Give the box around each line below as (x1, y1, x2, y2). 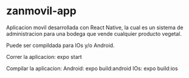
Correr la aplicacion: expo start (6, 53, 82, 60)
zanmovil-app (6, 4, 77, 18)
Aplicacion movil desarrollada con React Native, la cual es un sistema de (6, 24, 184, 31)
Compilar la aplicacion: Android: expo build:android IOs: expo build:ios (6, 64, 178, 72)
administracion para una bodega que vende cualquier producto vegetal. (6, 30, 182, 37)
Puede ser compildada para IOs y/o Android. (6, 42, 115, 49)
